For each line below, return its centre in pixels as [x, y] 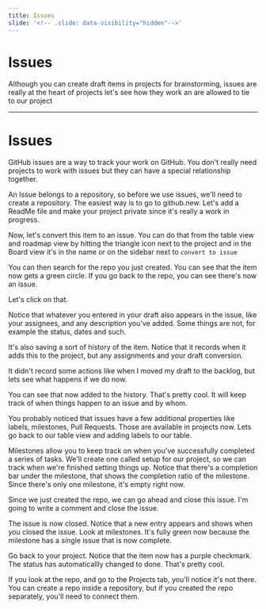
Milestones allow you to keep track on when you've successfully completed [131, 451]
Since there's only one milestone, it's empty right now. [97, 485]
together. [23, 179]
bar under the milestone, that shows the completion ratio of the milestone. [129, 476]
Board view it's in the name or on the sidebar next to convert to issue [123, 252]
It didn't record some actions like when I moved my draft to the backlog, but [132, 371]
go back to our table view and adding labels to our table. [100, 435]
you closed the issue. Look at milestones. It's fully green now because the [129, 532]
